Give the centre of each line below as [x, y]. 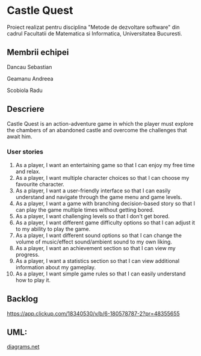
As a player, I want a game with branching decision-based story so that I [105, 203]
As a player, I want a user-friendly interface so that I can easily [93, 191]
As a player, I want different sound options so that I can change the [99, 235]
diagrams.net [23, 347]
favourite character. [40, 184]
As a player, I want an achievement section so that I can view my [96, 248]
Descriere [26, 109]
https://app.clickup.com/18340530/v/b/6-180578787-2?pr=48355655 [93, 313]
